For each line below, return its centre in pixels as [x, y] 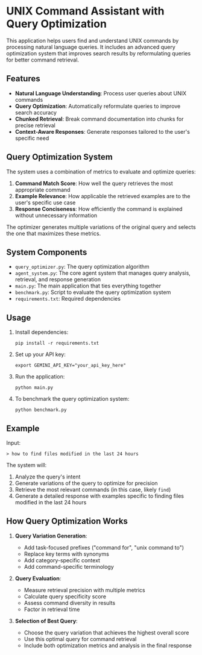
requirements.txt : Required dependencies [68, 299]
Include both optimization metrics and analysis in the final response [108, 645]
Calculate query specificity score [65, 596]
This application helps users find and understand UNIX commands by [93, 40]
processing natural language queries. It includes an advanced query [91, 47]
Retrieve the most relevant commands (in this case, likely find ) [93, 490]
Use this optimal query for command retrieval [80, 639]
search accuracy [36, 112]
